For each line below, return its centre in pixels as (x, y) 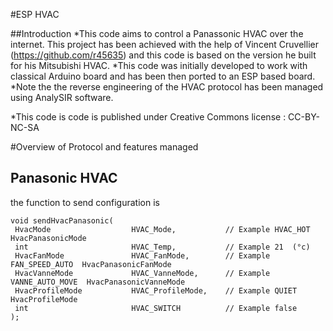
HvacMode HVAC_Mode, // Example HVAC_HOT (162, 229)
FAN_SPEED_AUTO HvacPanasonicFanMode (91, 264)
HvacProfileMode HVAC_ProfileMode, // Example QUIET (156, 290)
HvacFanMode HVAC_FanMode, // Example (142, 255)
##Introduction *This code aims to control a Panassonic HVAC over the (157, 33)
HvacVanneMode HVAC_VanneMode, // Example (142, 273)
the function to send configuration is (85, 202)
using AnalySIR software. (62, 97)
